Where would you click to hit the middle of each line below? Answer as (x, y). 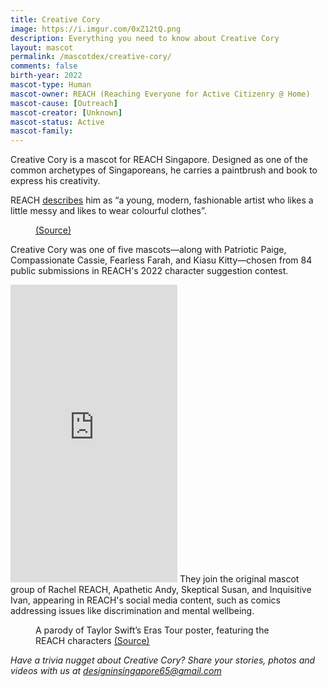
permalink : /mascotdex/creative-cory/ (91, 57)
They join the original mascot (239, 579)
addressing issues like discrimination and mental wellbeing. (132, 611)
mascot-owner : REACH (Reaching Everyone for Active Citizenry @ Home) (160, 94)
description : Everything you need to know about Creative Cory (145, 38)
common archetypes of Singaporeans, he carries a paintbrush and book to (164, 170)
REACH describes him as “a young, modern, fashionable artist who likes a (162, 200)
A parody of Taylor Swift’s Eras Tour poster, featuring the (152, 630)
